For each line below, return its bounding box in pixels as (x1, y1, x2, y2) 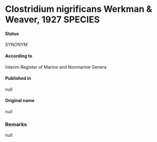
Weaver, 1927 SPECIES (5, 14, 100, 25)
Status (5, 31, 19, 37)
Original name (5, 97, 35, 103)
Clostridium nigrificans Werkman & (5, 3, 153, 15)
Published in (5, 75, 31, 81)
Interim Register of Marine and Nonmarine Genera (5, 64, 107, 70)
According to (5, 53, 33, 59)
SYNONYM (5, 42, 28, 47)
